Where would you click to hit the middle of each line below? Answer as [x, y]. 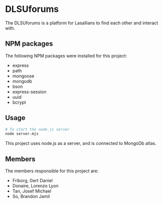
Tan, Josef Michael [32, 191]
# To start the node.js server [37, 129]
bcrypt [19, 102]
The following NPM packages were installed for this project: [66, 56]
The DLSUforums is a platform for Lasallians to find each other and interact [82, 23]
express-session [29, 92]
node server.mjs [22, 134]
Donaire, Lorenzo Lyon [35, 186]
